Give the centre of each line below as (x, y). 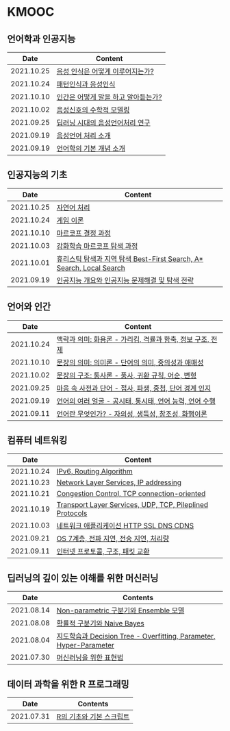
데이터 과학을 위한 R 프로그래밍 (68, 684)
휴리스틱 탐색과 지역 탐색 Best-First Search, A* (130, 259)
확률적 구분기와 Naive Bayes (101, 623)
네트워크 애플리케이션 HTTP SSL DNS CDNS (125, 526)
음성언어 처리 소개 (84, 136)
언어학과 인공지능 (41, 39)
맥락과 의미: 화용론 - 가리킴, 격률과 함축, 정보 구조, (133, 339)
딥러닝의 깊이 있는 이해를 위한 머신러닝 (83, 578)
